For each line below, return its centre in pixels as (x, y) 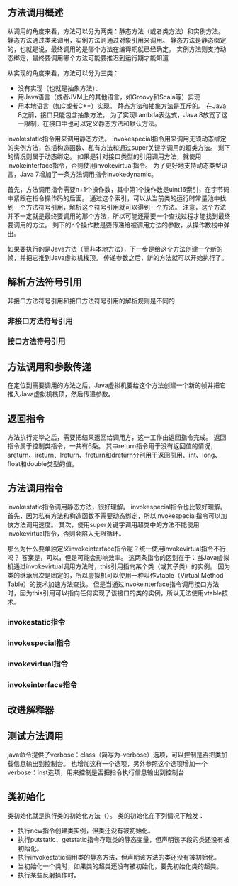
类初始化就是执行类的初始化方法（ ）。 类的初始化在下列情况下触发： (106, 815)
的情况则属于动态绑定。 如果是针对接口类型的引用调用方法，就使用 (104, 156)
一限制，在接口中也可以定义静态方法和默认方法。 (89, 124)
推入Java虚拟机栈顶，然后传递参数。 (61, 394)
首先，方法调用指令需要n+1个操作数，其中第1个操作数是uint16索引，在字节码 (119, 189)
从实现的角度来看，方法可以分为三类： (63, 72)
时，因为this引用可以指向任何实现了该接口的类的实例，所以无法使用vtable (115, 593)
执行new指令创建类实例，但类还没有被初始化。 (86, 831)
